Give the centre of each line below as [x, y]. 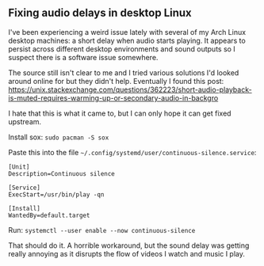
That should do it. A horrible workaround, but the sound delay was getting [129, 245]
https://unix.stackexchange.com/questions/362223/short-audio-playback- [130, 89]
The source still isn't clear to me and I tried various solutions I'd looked [124, 72]
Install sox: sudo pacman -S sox [59, 137]
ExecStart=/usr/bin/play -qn [56, 194]
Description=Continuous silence [61, 173]
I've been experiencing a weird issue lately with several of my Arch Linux [127, 32]
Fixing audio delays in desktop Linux [100, 13]
